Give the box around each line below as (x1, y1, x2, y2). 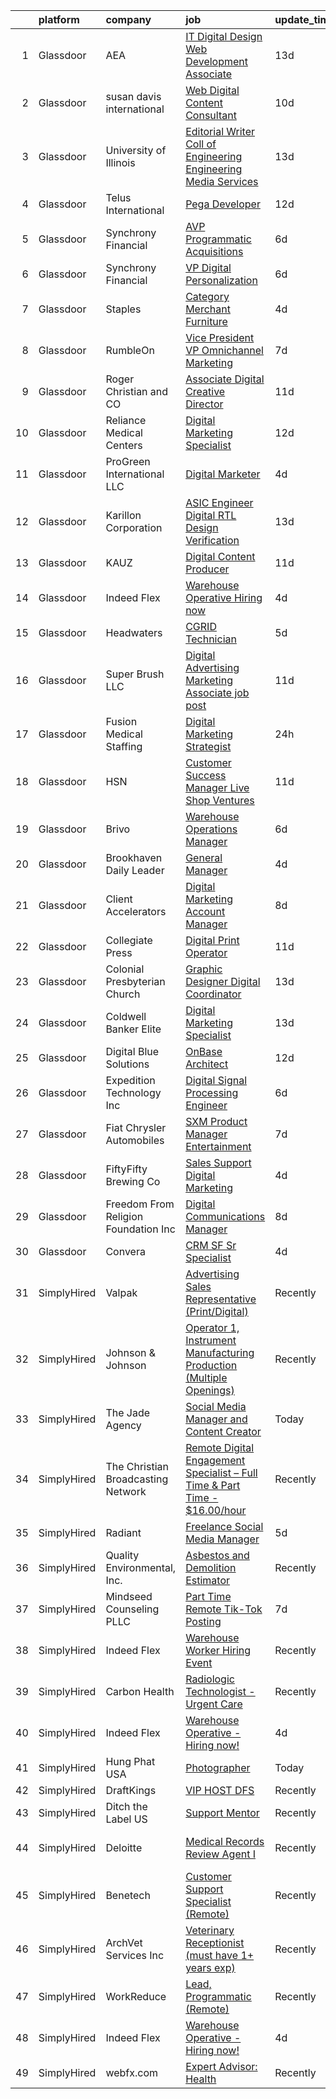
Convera (105, 1245, 146, 1258)
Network (105, 1485, 147, 1498)
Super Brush (105, 667, 165, 681)
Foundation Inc (105, 1222, 176, 1236)
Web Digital (185, 84, 240, 97)
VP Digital (185, 261, 232, 274)
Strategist (185, 740, 232, 753)
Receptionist (185, 1936, 245, 1949)
